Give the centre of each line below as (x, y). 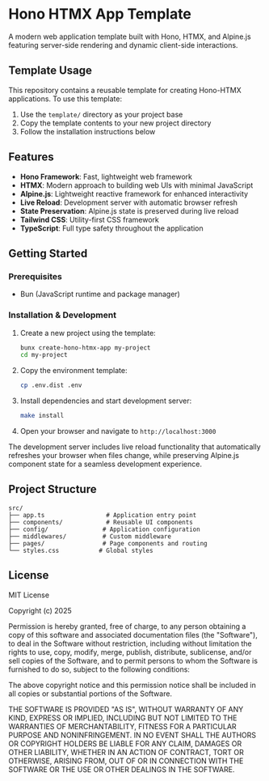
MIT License (29, 595)
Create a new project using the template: (88, 333)
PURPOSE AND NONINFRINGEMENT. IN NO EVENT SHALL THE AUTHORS (132, 735)
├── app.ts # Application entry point (103, 515)
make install (42, 416)
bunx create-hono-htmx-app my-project (85, 348)
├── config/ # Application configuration (104, 529)
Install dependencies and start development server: (106, 401)
